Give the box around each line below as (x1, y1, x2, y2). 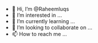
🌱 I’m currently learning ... (11, 18, 75, 24)
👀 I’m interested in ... (11, 12, 62, 19)
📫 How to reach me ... (11, 31, 67, 37)
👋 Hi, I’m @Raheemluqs (11, 6, 69, 12)
